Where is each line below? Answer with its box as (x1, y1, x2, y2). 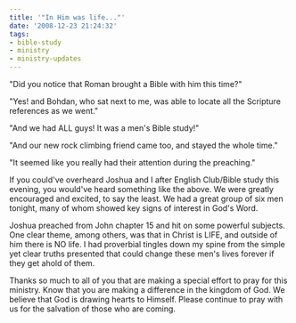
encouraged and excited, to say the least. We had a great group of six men (9, 193, 284, 204)
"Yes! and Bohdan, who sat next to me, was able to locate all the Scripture (9, 96, 281, 107)
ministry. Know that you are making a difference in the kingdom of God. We (9, 285, 285, 295)
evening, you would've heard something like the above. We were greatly (9, 184, 275, 194)
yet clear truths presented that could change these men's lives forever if (9, 248, 275, 259)
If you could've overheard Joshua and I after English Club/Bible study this (9, 174, 279, 185)
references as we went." (9, 106, 99, 116)
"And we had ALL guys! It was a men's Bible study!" (9, 123, 200, 133)
